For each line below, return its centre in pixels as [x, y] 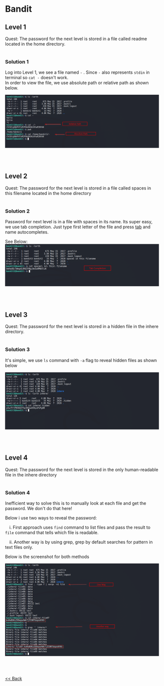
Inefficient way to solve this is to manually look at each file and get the [76, 503]
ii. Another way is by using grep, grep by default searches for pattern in [81, 542]
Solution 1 [17, 62]
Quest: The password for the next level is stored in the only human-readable [82, 470]
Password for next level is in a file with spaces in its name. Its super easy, [79, 222]
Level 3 [16, 314]
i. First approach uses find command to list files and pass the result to [80, 527]
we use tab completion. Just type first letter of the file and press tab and [78, 227]
